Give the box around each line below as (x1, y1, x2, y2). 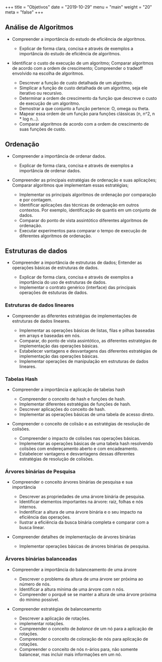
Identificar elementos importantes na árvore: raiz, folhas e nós (19, 499, 144, 505)
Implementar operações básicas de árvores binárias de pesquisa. (19, 543, 150, 549)
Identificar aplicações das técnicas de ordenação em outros (19, 202, 139, 208)
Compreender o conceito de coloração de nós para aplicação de (19, 636, 148, 642)
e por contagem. (19, 196, 53, 203)
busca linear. (19, 525, 45, 531)
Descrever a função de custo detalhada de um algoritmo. (19, 80, 133, 85)
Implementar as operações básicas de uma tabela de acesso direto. (19, 412, 155, 418)
